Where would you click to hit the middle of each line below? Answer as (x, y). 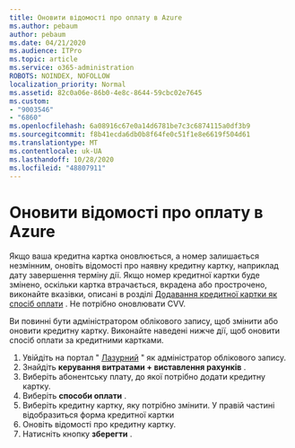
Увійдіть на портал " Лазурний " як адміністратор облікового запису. (154, 358)
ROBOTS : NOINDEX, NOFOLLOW (60, 76)
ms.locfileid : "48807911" (57, 168)
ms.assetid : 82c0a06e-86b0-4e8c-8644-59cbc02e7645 (106, 92)
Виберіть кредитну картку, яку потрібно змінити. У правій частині (148, 406)
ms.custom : (30, 101)
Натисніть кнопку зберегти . (77, 434)
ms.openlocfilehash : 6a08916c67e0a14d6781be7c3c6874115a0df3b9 (130, 127)
